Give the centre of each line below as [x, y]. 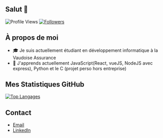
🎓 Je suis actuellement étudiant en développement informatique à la [85, 50]
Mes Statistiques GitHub [45, 85]
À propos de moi [32, 38]
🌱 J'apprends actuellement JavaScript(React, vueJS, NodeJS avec [83, 63]
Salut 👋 [17, 9]
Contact [18, 113]
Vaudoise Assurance [34, 58]
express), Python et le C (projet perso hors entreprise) [69, 68]
